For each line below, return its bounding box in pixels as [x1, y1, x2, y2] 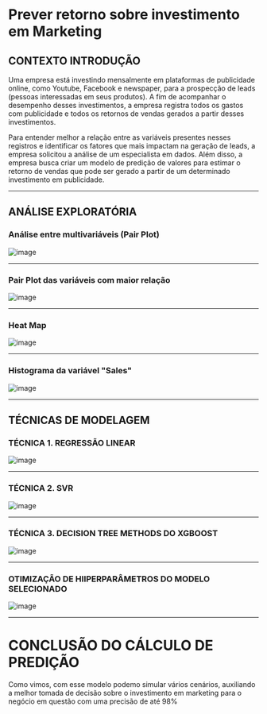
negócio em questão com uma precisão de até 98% [8, 697, 178, 706]
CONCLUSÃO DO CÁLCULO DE [8, 637, 214, 654]
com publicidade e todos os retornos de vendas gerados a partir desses [8, 109, 245, 118]
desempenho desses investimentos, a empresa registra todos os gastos [8, 101, 244, 110]
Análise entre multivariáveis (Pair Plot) [8, 229, 161, 240]
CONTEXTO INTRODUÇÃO [8, 54, 141, 68]
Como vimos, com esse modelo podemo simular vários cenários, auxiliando [8, 680, 256, 689]
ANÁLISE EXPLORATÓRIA [8, 205, 137, 219]
